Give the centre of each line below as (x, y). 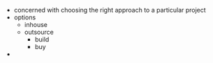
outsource (39, 32)
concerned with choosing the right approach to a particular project (110, 10)
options (25, 17)
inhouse (36, 25)
